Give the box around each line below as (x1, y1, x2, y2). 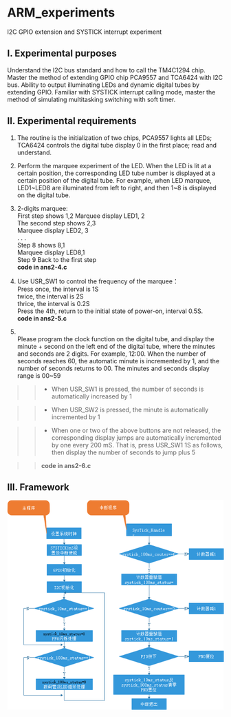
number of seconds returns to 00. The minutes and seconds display (16, 364, 210, 372)
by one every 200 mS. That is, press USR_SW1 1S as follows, (51, 441, 223, 449)
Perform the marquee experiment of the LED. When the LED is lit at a (16, 161, 212, 170)
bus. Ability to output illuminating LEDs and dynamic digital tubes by (7, 81, 200, 89)
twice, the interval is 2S (16, 292, 84, 301)
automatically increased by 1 (51, 392, 132, 401)
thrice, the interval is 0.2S (16, 299, 91, 307)
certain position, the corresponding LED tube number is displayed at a (16, 169, 216, 177)
